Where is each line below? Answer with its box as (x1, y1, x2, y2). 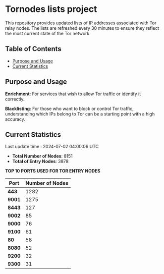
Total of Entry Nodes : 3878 (12, 159, 69, 164)
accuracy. (5, 116, 26, 122)
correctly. (5, 96, 25, 102)
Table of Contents (5, 45, 62, 53)
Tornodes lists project (5, 3, 98, 15)
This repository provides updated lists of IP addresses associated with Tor (5, 20, 157, 26)
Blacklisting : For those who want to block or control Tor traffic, (5, 106, 134, 111)
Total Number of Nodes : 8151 (12, 153, 73, 159)
